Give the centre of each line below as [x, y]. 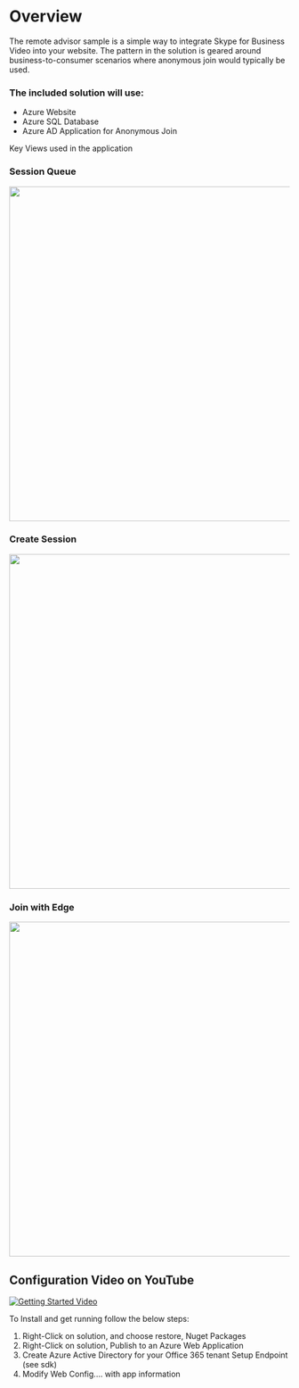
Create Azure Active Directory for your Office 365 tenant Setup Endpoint [155, 1355]
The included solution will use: [77, 93]
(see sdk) [40, 1364]
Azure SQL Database [61, 121]
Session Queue [43, 171]
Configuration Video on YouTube [101, 1280]
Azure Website [49, 112]
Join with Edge [42, 907]
